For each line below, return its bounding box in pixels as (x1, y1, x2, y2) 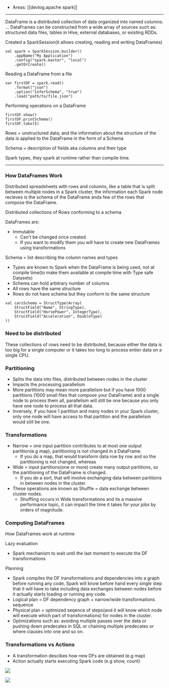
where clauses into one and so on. (12, 629, 84, 635)
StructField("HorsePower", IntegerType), (14, 309, 102, 315)
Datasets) (12, 275, 33, 281)
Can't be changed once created (20, 234, 87, 240)
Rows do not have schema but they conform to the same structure (12, 291, 150, 297)
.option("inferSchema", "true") (14, 90, 82, 95)
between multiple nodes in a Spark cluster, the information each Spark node (5, 189, 163, 195)
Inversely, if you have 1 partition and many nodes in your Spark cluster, (12, 408, 159, 414)
